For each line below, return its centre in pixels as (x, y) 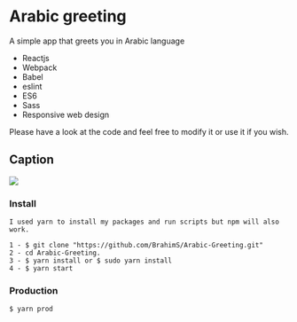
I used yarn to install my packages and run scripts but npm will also (144, 222)
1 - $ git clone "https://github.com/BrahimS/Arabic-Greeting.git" (137, 246)
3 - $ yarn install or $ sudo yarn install (91, 261)
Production (34, 290)
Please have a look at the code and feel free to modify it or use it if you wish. (149, 131)
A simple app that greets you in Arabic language (97, 41)
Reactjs (36, 58)
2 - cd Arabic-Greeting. (55, 253)
